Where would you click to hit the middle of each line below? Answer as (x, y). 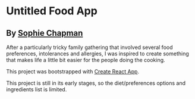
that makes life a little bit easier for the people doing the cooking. (86, 60)
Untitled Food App (52, 11)
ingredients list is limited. (37, 89)
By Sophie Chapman (45, 33)
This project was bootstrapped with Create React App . (73, 72)
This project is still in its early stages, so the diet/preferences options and (96, 83)
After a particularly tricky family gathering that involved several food (89, 47)
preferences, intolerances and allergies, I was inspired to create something (97, 54)
